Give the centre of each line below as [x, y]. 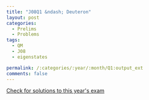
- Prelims [24, 29]
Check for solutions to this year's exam [56, 91]
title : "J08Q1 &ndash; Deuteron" [49, 12]
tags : [13, 40]
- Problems [26, 35]
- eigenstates [30, 57]
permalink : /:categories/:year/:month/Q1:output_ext [75, 68]
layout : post [23, 18]
